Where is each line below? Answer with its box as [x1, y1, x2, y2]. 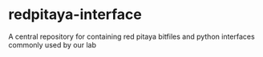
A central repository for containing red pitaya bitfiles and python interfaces [8, 32, 255, 41]
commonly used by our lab [8, 40, 96, 49]
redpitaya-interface [8, 6, 143, 24]
